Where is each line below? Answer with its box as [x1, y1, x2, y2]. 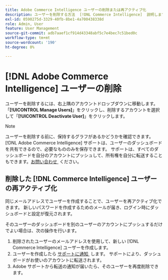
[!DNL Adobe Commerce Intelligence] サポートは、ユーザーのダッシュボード [5, 139, 162, 146]
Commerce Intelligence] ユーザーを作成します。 [12, 244, 111, 251]
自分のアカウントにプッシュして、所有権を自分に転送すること [35, 152, 162, 158]
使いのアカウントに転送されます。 [34, 257, 104, 263]
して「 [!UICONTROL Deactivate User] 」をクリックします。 [5, 113, 128, 119]
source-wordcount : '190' [5, 40, 57, 45]
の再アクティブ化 [5, 184, 57, 192]
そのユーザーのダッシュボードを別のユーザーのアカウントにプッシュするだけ [5, 221, 163, 227]
